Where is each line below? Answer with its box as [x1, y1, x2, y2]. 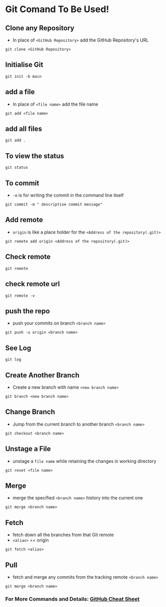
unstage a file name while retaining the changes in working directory [12, 458, 156, 464]
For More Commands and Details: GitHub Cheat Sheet [5, 595, 140, 602]
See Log [5, 344, 31, 352]
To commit [5, 178, 39, 188]
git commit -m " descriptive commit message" [5, 202, 102, 207]
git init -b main [5, 74, 42, 79]
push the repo [5, 307, 50, 315]
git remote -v [5, 293, 35, 298]
